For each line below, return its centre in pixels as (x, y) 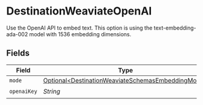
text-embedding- (175, 28)
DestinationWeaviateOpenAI (79, 11)
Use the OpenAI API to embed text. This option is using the (79, 28)
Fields (18, 53)
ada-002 (17, 34)
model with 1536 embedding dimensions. (80, 34)
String (52, 92)
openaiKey (23, 91)
